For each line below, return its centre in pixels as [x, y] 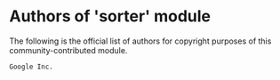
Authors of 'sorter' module [110, 16]
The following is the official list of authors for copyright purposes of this [140, 41]
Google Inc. [31, 67]
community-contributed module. [68, 50]
